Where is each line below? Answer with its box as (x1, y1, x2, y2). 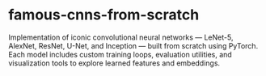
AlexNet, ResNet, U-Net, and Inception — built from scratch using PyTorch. (8, 40, 259, 50)
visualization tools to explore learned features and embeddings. (8, 58, 221, 68)
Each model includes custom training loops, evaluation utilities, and (8, 49, 232, 59)
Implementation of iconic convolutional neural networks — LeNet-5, (8, 32, 234, 42)
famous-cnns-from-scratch (8, 6, 200, 24)
